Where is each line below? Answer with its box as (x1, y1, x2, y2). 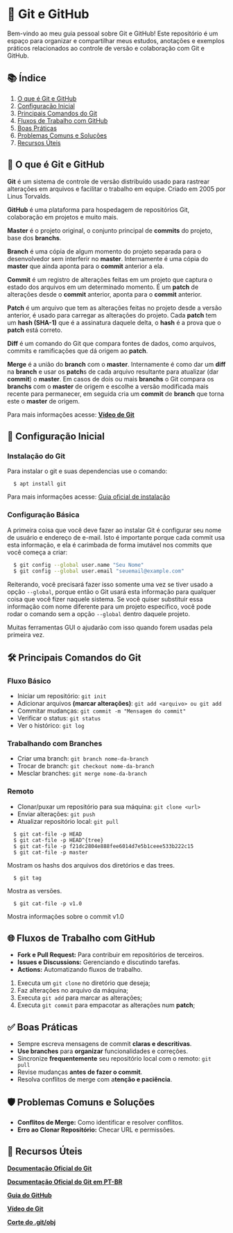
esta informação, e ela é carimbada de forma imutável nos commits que (7, 540, 213, 549)
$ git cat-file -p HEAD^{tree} (13, 836, 104, 843)
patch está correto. (7, 326, 62, 334)
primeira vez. (7, 631, 45, 639)
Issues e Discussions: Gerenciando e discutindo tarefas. (17, 958, 180, 966)
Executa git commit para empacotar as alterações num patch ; (17, 1001, 196, 1009)
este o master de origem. (7, 397, 80, 405)
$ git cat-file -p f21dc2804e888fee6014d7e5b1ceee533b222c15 (13, 843, 194, 850)
